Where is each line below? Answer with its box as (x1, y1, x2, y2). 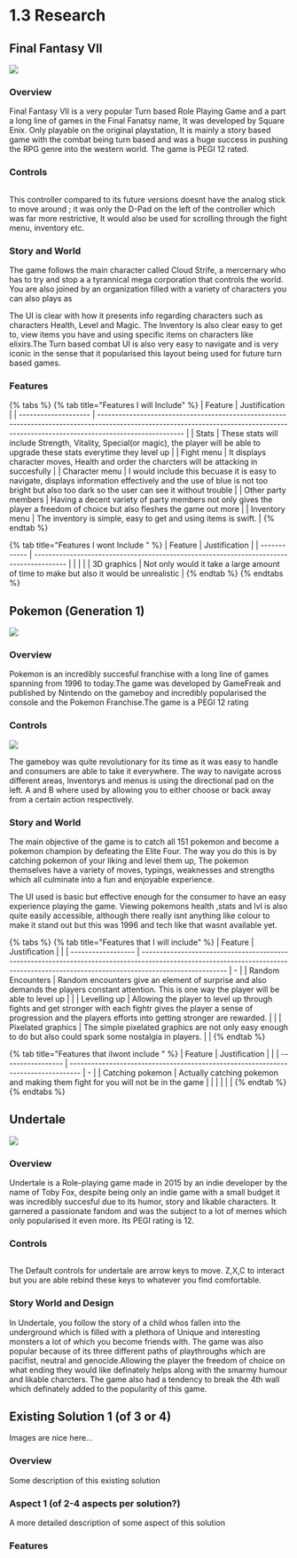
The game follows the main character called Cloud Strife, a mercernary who (9, 264, 286, 276)
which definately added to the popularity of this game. (9, 1383, 207, 1394)
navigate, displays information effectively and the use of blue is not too (9, 475, 269, 486)
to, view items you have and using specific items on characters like (9, 329, 254, 340)
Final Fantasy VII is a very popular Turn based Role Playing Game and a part (9, 106, 286, 116)
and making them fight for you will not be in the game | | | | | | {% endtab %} (9, 1076, 287, 1087)
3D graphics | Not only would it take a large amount (91, 559, 280, 570)
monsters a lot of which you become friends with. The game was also (9, 1336, 264, 1346)
